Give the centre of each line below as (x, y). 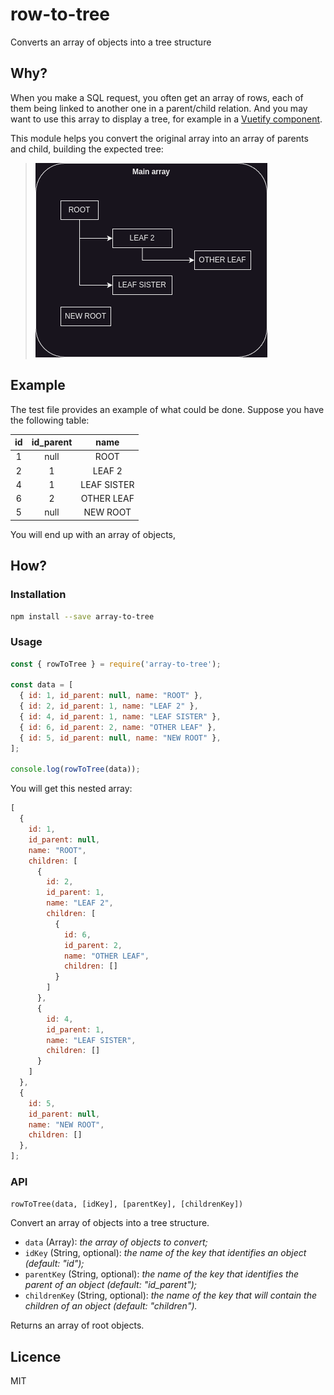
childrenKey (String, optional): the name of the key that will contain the (170, 1295)
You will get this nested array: (71, 789)
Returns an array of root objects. (77, 1325)
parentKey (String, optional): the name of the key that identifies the (162, 1274)
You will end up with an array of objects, (93, 534)
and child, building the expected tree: (87, 149)
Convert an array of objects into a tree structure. (110, 1223)
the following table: (50, 420)
